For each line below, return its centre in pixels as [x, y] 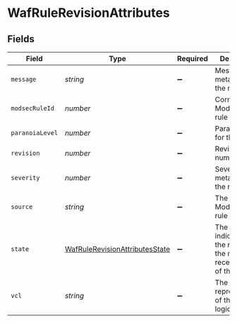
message [24, 79]
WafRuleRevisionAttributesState [117, 249]
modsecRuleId [33, 108]
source [22, 207]
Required [192, 59]
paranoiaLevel [35, 133]
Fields [21, 39]
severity [25, 178]
